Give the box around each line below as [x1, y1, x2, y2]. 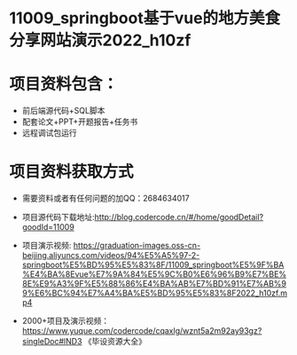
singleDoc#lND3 [21, 336, 82, 347]
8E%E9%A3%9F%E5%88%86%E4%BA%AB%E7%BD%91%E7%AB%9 [21, 279, 286, 289]
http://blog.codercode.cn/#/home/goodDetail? [94, 212, 264, 223]
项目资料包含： [9, 75, 119, 94]
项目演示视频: [21, 241, 72, 251]
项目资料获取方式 [9, 162, 135, 182]
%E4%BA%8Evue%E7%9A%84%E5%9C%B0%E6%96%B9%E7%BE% [21, 269, 286, 280]
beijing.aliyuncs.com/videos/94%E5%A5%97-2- [21, 250, 200, 261]
